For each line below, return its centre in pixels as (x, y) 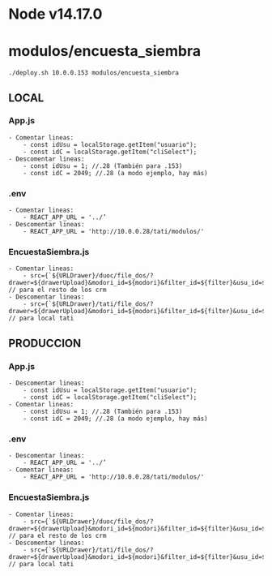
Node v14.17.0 (55, 14)
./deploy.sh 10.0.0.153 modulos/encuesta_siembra (94, 73)
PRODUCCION (45, 343)
